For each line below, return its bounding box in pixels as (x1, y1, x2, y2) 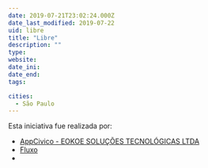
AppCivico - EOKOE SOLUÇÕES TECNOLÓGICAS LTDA (19, 136, 200, 147)
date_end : (8, 71, 41, 78)
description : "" (8, 41, 62, 49)
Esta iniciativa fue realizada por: (8, 121, 112, 131)
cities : (8, 92, 34, 100)
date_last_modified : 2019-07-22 (8, 19, 115, 27)
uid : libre (8, 26, 44, 34)
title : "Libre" (8, 33, 59, 42)
